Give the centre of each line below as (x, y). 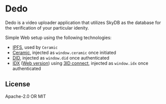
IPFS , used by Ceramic (35, 47)
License (18, 84)
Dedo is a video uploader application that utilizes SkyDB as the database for (83, 22)
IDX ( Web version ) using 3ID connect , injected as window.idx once (80, 63)
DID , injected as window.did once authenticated (61, 57)
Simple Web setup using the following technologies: (58, 37)
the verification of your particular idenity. (47, 27)
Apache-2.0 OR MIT (26, 96)
